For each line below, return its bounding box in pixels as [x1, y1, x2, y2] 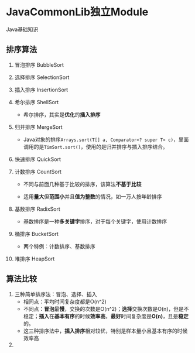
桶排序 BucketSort [14, 230, 59, 237]
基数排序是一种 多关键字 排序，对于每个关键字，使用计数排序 [23, 218, 167, 225]
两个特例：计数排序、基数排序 [23, 242, 95, 249]
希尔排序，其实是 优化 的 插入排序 [23, 111, 101, 118]
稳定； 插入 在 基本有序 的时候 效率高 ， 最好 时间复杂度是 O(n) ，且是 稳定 [23, 313, 189, 320]
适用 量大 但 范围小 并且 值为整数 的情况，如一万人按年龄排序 [23, 193, 162, 200]
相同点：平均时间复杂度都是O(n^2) [23, 298, 107, 305]
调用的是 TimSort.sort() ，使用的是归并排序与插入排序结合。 [23, 143, 168, 150]
